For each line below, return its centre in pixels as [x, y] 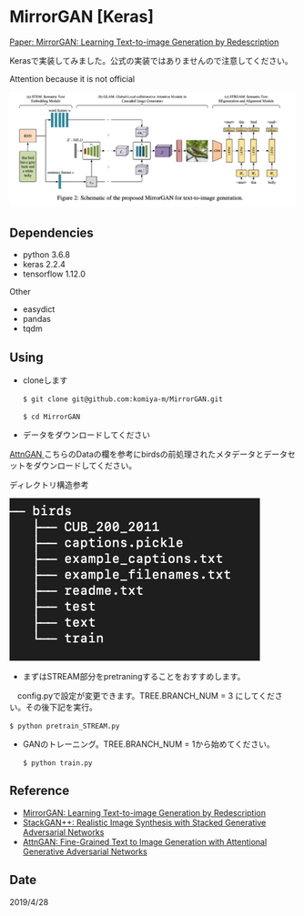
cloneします [45, 380]
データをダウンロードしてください [86, 435]
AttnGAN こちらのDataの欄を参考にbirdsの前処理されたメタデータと [137, 454]
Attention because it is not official [72, 78]
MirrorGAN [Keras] [82, 17]
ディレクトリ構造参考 [49, 485]
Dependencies [51, 232]
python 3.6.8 [46, 255]
